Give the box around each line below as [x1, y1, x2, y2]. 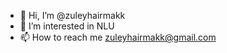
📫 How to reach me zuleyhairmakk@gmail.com [19, 31, 217, 43]
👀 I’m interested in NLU [19, 20, 115, 32]
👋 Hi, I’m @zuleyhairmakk [19, 10, 126, 21]
